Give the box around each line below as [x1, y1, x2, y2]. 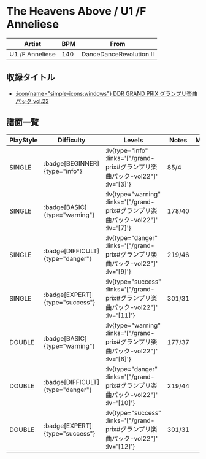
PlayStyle [9, 136, 38, 144]
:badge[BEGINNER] [44, 159, 100, 168]
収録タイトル [6, 72, 55, 83]
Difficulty [58, 136, 86, 144]
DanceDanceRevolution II [82, 50, 154, 58]
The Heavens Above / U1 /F [6, 4, 147, 18]
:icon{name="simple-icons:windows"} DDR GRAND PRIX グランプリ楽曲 [15, 90, 198, 97]
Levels [123, 136, 143, 144]
